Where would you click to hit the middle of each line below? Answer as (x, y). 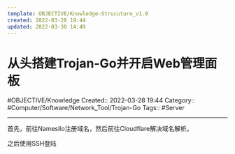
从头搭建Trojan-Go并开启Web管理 (106, 63)
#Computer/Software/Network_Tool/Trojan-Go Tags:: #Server (96, 108)
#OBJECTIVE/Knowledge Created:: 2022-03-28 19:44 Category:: (101, 100)
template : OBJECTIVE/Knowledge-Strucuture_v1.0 (78, 14)
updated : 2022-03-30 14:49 (47, 26)
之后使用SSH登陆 (32, 144)
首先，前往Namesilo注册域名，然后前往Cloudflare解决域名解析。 (100, 129)
